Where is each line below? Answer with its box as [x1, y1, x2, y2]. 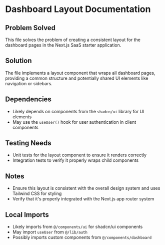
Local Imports [5, 210, 49, 219]
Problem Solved [5, 24, 56, 32]
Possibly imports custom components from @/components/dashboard [12, 234, 152, 240]
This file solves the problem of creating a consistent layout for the [5, 37, 141, 43]
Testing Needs [5, 139, 51, 147]
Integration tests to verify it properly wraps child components [12, 157, 139, 163]
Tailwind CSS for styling [12, 190, 62, 196]
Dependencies [5, 95, 51, 104]
